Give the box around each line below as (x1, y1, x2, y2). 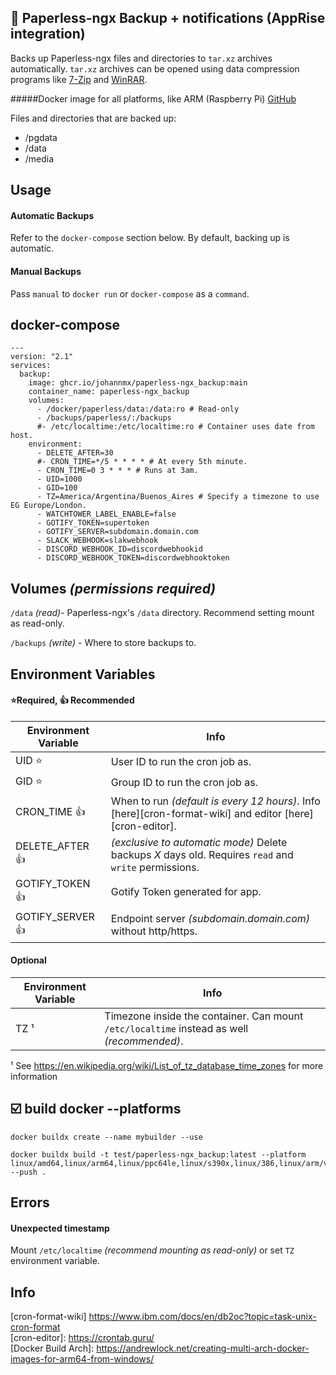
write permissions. (110, 860, 200, 874)
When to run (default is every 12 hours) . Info (110, 794, 321, 808)
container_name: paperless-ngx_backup (28, 387, 190, 397)
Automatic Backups (10, 209, 95, 221)
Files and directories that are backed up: (10, 112, 177, 124)
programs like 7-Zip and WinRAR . (10, 73, 148, 85)
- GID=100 (36, 483, 78, 493)
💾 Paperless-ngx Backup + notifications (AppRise (10, 10, 326, 27)
